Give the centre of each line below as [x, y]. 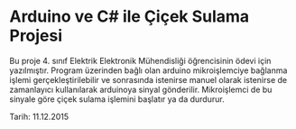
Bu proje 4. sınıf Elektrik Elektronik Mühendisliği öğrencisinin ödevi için [140, 60]
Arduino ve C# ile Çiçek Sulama [129, 17]
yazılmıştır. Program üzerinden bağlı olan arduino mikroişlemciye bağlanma [148, 70]
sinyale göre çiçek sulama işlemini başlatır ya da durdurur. [117, 99]
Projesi [36, 36]
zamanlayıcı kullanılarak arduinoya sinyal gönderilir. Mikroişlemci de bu [141, 89]
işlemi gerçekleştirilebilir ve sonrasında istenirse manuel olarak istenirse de [148, 79]
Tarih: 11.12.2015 [39, 116]
